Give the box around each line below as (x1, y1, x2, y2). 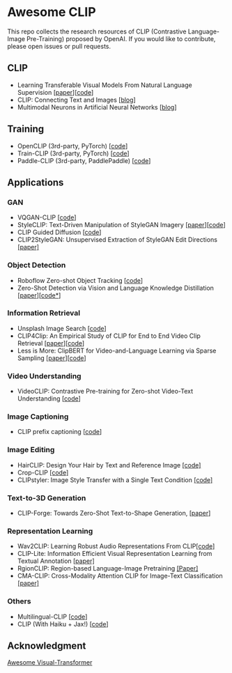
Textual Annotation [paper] (17, 557, 95, 565)
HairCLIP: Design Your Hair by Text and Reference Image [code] (17, 461, 201, 469)
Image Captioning (7, 412, 69, 421)
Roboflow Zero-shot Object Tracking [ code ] (17, 276, 144, 284)
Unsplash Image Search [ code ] (17, 324, 107, 332)
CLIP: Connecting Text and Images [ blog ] (17, 95, 136, 104)
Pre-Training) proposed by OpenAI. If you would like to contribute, (26, 34, 216, 42)
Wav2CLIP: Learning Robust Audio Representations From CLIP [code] (17, 542, 215, 550)
